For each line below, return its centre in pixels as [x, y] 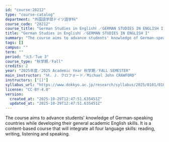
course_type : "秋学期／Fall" [34, 61]
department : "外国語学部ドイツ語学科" [42, 19]
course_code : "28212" [28, 24]
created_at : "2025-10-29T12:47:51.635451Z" [56, 99]
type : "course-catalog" [30, 15]
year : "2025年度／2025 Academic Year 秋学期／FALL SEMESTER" [68, 71]
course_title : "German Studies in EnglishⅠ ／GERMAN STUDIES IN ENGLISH [82, 29]
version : [14, 94]
